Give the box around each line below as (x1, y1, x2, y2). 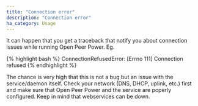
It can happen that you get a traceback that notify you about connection (6, 37, 188, 44)
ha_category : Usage (6, 20, 56, 26)
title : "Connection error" (6, 9, 75, 15)
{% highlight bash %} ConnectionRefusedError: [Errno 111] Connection (6, 55, 183, 63)
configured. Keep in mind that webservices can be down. (6, 93, 150, 101)
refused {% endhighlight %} (6, 62, 77, 69)
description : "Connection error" (6, 15, 92, 21)
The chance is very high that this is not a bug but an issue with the (6, 74, 174, 81)
